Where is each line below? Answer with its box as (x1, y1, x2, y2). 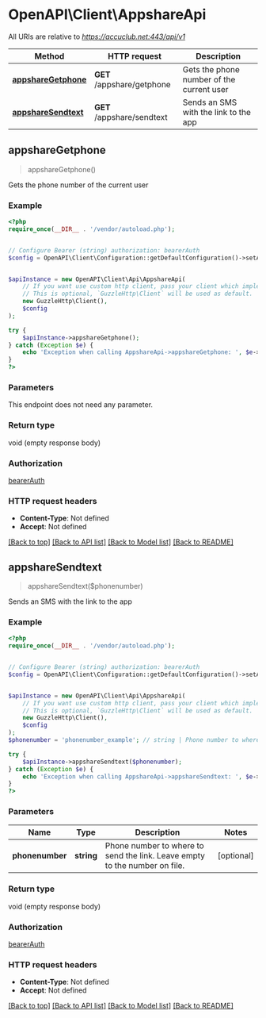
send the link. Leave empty (104, 850, 206, 861)
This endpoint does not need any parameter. (8, 400, 153, 409)
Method (34, 50, 65, 61)
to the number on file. (104, 859, 185, 870)
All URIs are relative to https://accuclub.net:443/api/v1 (8, 32, 186, 41)
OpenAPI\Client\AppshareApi (8, 6, 207, 24)
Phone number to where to (104, 839, 204, 851)
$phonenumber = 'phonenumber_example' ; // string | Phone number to (8, 736, 239, 744)
